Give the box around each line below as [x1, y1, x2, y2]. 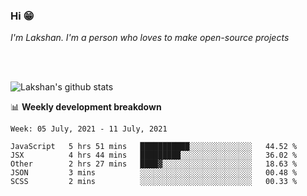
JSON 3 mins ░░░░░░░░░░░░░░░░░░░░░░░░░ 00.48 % [10, 168, 298, 178]
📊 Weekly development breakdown [10, 101, 162, 113]
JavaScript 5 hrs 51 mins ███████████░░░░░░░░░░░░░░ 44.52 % [10, 142, 298, 152]
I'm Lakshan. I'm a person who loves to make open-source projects [10, 32, 290, 44]
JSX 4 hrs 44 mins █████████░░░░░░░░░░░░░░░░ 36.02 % [10, 150, 298, 161]
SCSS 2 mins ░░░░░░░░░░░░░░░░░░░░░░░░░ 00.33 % [10, 177, 298, 187]
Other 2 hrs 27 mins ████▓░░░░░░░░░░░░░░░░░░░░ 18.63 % [10, 159, 298, 169]
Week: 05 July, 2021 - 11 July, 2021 [10, 124, 168, 134]
